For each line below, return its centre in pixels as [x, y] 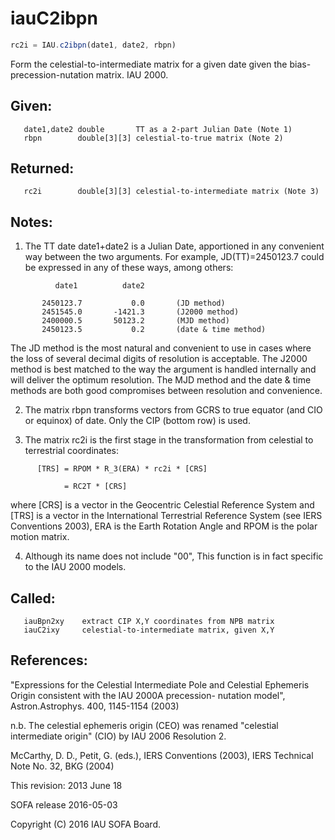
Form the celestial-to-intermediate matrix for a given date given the [149, 64]
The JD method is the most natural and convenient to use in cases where [161, 348]
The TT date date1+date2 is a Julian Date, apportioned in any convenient [174, 246]
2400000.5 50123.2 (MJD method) [135, 321]
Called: [33, 598]
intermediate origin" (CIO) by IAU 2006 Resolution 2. [118, 736]
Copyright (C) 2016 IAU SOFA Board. [86, 824]
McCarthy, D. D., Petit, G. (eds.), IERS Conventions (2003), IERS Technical [162, 755]
